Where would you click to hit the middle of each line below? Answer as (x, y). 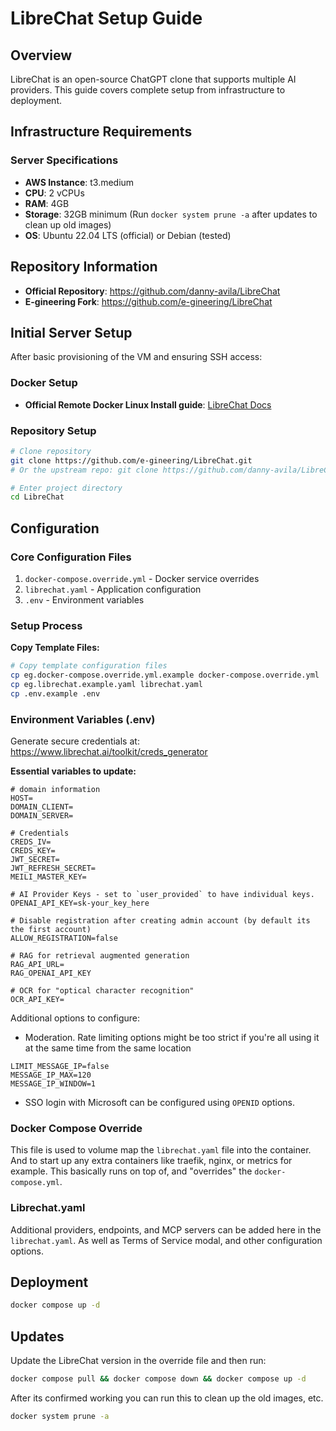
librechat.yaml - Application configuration (113, 589)
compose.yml (35, 1183)
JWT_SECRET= (35, 860)
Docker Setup (44, 383)
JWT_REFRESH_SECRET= (53, 868)
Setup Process (46, 625)
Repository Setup (53, 430)
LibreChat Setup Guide (106, 18)
